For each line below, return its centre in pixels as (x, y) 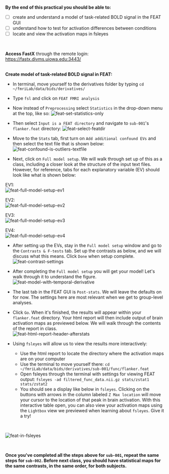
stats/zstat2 (34, 384)
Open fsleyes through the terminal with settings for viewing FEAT (88, 374)
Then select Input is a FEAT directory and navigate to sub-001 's (81, 123)
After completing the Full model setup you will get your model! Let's (84, 271)
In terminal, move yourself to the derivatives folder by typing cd (78, 84)
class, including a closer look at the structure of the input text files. (82, 164)
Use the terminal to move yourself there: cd (65, 364)
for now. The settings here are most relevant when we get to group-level (88, 297)
